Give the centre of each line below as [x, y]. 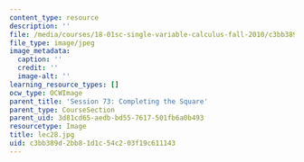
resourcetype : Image [48, 127]
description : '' [40, 26]
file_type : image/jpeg [52, 43]
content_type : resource [54, 18]
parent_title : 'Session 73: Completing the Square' [109, 101]
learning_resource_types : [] [64, 85]
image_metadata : [40, 51]
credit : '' [38, 68]
